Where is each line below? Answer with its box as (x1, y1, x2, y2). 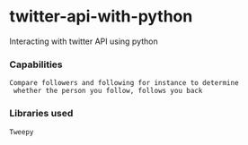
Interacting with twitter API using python (9, 36, 159, 47)
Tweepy (9, 127, 34, 136)
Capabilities (9, 58, 63, 71)
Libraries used (9, 107, 74, 120)
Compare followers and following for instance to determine (9, 79, 240, 88)
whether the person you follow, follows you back (13, 87, 203, 96)
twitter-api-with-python (9, 6, 193, 27)
